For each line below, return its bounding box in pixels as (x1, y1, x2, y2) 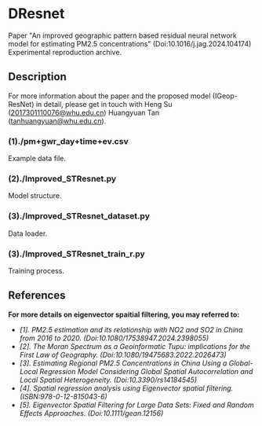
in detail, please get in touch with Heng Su (35, 99, 173, 108)
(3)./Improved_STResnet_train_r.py (8, 248, 145, 259)
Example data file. (8, 154, 67, 163)
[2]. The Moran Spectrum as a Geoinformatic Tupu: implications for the (19, 341, 251, 351)
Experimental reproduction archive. (8, 47, 122, 57)
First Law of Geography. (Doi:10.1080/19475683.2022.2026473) (19, 350, 227, 359)
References (8, 288, 66, 303)
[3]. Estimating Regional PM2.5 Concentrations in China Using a (19, 358, 227, 368)
